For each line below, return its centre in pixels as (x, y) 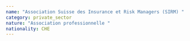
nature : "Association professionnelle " (58, 23)
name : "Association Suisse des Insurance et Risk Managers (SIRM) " (95, 12)
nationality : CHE (28, 29)
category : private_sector (39, 17)
